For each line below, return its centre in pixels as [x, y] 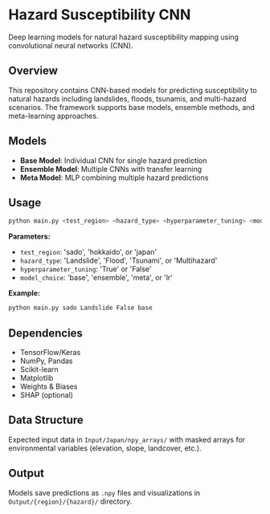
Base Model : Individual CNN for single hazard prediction [113, 160]
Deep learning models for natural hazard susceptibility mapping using [124, 37]
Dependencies [45, 333]
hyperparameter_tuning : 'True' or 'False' [86, 269]
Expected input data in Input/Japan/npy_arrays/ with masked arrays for [127, 439]
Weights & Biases [49, 386]
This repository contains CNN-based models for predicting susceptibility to [133, 90]
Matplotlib [37, 377]
